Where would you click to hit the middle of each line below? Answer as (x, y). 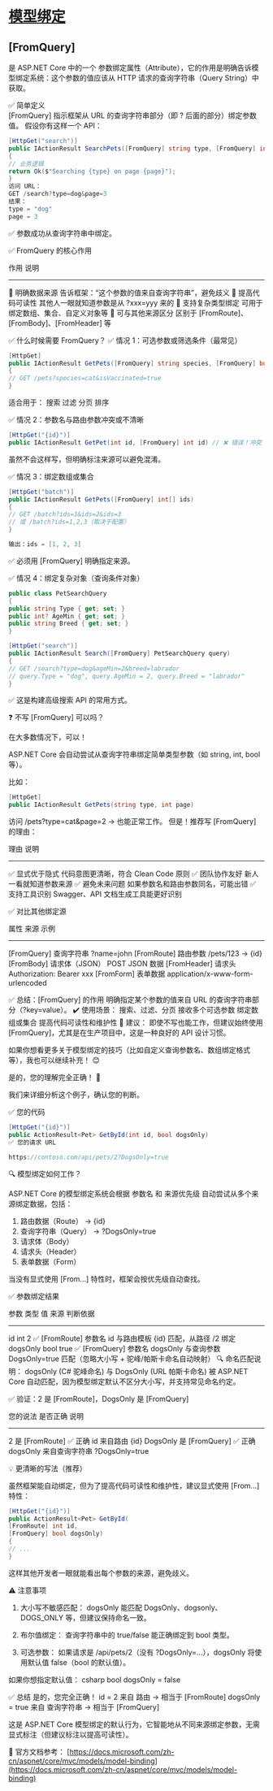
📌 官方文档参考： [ (39, 1751)
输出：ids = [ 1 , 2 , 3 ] (45, 544)
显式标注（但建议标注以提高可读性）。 (71, 1734)
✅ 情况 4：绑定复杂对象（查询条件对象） (76, 578)
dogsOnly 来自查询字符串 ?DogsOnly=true (79, 1451)
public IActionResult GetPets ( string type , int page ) (102, 805)
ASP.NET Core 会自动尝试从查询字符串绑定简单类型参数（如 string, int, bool (134, 755)
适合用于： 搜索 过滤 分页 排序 (59, 402)
